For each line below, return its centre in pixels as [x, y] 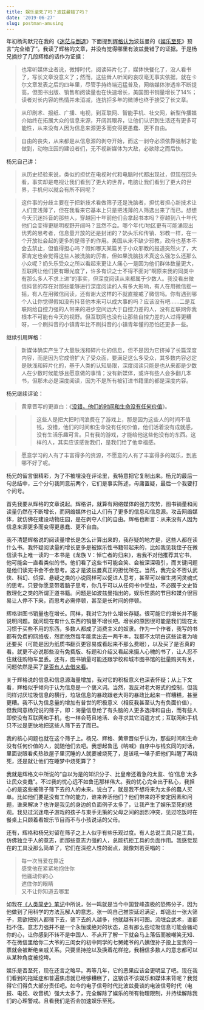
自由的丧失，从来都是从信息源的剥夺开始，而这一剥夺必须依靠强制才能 [109, 141]
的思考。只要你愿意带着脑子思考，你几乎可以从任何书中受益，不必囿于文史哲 [102, 586]
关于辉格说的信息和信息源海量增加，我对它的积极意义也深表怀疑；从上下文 [99, 680]
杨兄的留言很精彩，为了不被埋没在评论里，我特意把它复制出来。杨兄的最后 [99, 476]
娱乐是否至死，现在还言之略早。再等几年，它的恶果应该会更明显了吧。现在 [99, 970]
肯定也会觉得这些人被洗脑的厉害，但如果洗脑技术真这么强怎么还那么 [112, 256]
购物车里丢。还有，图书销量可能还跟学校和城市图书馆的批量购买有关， [110, 659]
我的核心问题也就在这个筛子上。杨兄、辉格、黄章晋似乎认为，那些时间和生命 [102, 738]
